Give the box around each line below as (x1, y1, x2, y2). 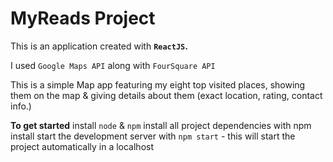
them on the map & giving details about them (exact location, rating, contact (10, 89, 323, 101)
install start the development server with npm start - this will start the (10, 130, 296, 142)
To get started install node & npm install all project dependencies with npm (10, 119, 312, 131)
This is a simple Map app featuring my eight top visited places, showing (10, 78, 306, 91)
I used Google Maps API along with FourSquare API (10, 59, 216, 71)
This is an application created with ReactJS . (10, 40, 188, 52)
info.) (10, 100, 32, 112)
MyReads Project (10, 7, 156, 30)
